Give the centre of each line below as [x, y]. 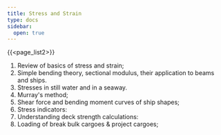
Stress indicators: [42, 110]
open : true [29, 33]
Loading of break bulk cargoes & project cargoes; [88, 124]
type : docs [23, 20]
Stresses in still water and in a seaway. [72, 87]
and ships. [32, 81]
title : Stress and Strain [44, 13]
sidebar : [20, 26]
